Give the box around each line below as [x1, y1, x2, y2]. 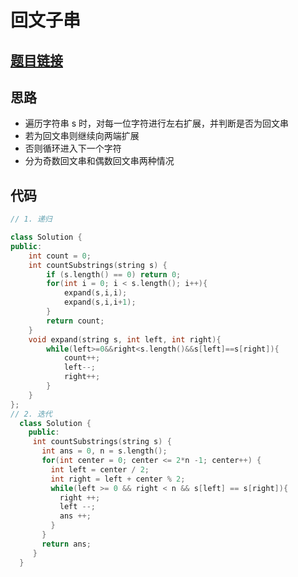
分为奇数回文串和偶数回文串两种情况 [24, 155, 175, 167]
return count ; [46, 316, 105, 326]
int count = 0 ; [28, 251, 92, 261]
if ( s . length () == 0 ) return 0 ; [46, 269, 182, 280]
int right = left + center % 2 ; [50, 474, 186, 484]
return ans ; [41, 539, 92, 549]
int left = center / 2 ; [50, 464, 150, 475]
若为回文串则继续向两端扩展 [24, 130, 140, 142]
